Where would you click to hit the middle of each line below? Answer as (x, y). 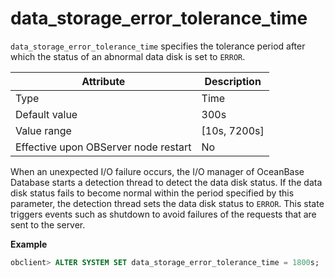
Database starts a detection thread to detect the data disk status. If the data (166, 182)
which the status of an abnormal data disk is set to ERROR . (128, 56)
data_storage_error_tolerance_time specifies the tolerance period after (158, 46)
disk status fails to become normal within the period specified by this (152, 193)
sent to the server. (48, 224)
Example (29, 244)
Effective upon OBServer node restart (103, 147)
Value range (43, 130)
